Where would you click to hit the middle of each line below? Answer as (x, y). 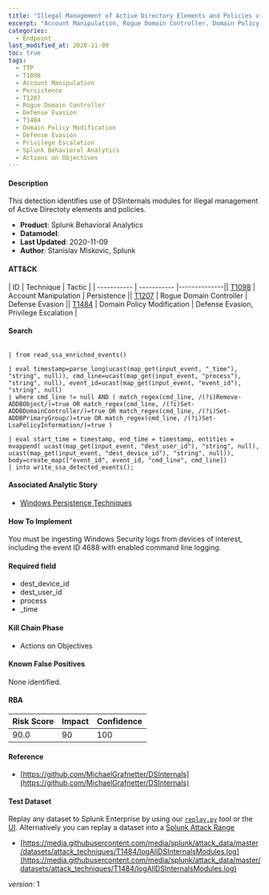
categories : (28, 31)
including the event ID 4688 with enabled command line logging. (115, 547)
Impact (75, 722)
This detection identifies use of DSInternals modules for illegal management (133, 201)
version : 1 (24, 885)
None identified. (35, 681)
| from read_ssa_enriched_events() (68, 355)
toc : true (25, 53)
